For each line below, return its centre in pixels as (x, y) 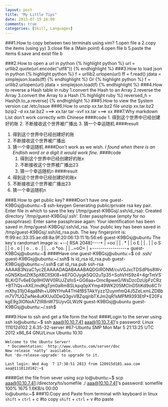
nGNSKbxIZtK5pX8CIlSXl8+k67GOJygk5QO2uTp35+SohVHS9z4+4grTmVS (83, 275)
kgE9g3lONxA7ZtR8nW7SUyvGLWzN (44, 302)
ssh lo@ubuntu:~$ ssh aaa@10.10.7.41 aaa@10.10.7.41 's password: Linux (79, 322)
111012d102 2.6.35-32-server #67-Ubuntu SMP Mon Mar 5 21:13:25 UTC (79, 328)
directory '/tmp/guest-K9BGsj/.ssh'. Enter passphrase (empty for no (75, 216)
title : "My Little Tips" (31, 15)
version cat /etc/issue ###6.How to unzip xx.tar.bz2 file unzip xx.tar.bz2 (79, 106)
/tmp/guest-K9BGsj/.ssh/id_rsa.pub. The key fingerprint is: (66, 232)
